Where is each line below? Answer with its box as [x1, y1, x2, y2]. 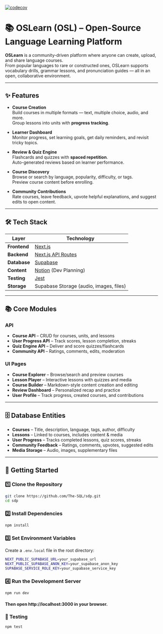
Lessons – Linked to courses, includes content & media [12, 432, 123, 438]
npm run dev [5, 591, 29, 596]
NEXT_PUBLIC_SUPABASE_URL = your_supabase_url [5, 557, 97, 562]
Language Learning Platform [5, 36, 122, 47]
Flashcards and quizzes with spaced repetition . [12, 154, 108, 160]
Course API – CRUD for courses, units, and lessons [12, 333, 115, 339]
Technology [66, 235, 95, 241]
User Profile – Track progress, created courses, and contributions [12, 392, 144, 398]
